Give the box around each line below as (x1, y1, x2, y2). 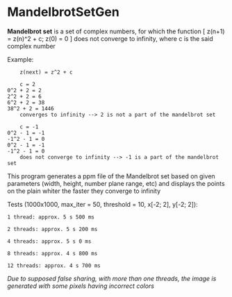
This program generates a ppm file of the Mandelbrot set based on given (7, 171, 215, 180)
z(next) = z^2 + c (19, 69, 73, 76)
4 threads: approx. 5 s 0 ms (7, 237, 92, 245)
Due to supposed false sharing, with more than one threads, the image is (7, 274, 217, 282)
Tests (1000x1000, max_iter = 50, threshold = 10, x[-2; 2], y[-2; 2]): (7, 200, 198, 208)
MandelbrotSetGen (7, 4, 119, 20)
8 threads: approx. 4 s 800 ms (7, 250, 98, 257)
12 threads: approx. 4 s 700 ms (7, 262, 101, 269)
